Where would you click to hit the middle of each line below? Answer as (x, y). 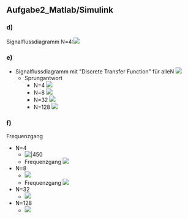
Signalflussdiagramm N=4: (40, 42)
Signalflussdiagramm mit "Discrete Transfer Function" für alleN (95, 71)
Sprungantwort (43, 78)
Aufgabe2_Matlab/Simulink (60, 10)
